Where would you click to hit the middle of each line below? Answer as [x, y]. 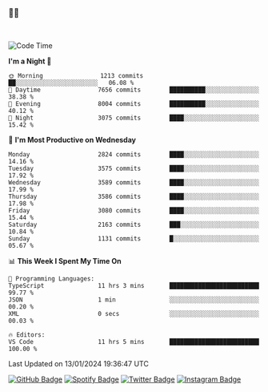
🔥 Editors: [27, 335]
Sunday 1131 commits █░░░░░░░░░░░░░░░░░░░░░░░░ [134, 239]
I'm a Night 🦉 [30, 61]
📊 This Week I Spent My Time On [65, 261]
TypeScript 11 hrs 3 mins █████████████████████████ [134, 286]
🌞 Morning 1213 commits [76, 76]
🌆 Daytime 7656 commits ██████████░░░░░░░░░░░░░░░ [134, 90]
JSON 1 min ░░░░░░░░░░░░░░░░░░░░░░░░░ [134, 300]
